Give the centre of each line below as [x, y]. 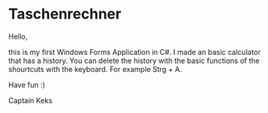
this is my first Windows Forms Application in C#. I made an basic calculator [134, 52]
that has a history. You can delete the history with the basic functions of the [134, 61]
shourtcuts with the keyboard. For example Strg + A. [95, 69]
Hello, [18, 36]
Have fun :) [27, 85]
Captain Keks [30, 100]
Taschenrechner [65, 14]
